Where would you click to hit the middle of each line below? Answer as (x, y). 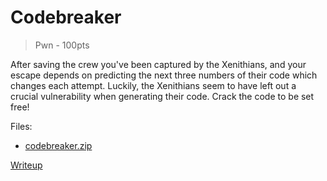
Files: (21, 126)
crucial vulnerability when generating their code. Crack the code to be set (162, 96)
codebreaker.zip (58, 145)
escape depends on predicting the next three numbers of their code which (164, 75)
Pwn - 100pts (62, 45)
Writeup (26, 165)
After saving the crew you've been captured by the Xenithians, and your (158, 64)
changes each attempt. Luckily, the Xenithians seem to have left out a (153, 85)
